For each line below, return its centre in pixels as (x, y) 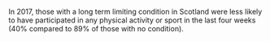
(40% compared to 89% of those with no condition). (96, 29)
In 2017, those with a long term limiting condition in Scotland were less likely (135, 12)
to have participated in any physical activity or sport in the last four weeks (132, 20)
